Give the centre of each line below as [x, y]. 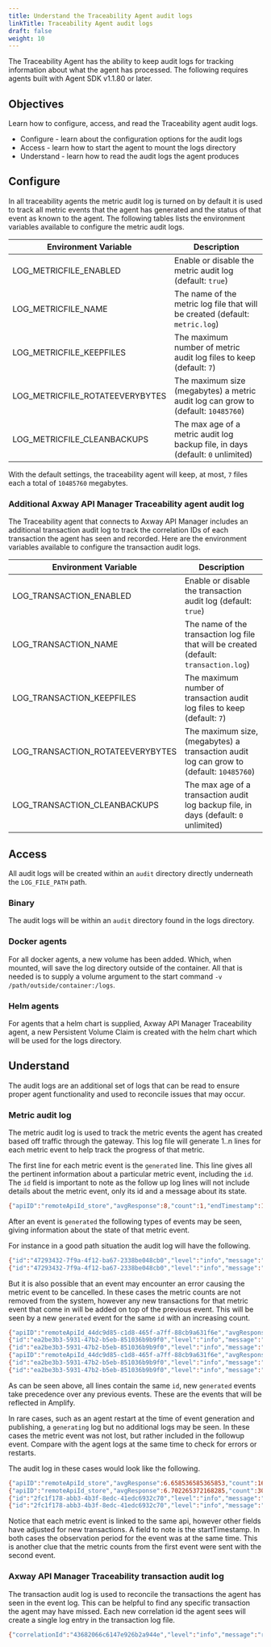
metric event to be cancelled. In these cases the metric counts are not [125, 1292]
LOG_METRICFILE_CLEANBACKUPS [81, 439]
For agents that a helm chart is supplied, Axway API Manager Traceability [130, 1023]
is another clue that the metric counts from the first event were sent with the [135, 1547]
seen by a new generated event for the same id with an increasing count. [129, 1317]
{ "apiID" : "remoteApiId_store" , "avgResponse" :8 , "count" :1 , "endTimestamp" [133, 1206]
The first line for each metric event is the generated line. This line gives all [130, 1165]
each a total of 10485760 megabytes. [68, 482]
